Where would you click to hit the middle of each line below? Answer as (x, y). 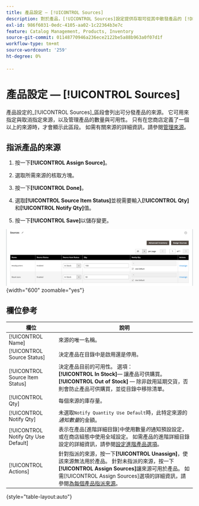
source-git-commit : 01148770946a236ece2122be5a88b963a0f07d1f (84, 38)
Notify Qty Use (27, 437)
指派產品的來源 (33, 147)
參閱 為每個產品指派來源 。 (90, 483)
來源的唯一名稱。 (79, 340)
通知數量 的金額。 (79, 420)
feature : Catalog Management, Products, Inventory (70, 31)
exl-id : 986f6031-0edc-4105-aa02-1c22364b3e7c (65, 25)
